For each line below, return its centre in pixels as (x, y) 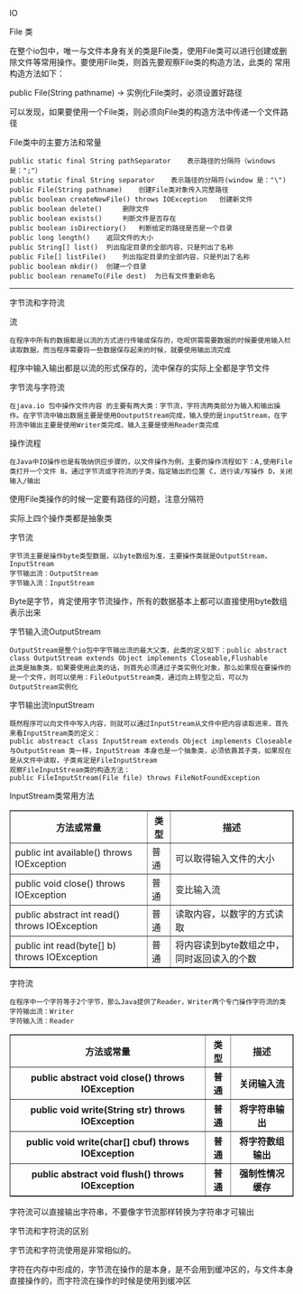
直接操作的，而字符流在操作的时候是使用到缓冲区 (100, 1280)
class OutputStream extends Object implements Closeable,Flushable (139, 658)
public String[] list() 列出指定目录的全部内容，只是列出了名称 (122, 247)
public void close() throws (70, 884)
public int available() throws (73, 852)
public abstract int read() (67, 914)
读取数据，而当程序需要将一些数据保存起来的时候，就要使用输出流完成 (120, 350)
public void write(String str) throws (108, 1110)
